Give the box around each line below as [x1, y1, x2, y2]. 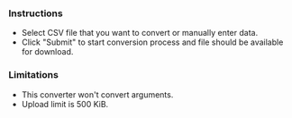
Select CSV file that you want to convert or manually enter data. [21, 28, 259, 38]
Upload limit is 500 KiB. [21, 98, 109, 109]
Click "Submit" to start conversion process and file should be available [21, 37, 284, 47]
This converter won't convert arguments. [21, 88, 174, 100]
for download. [21, 46, 74, 57]
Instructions [8, 7, 64, 20]
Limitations [8, 69, 59, 81]
